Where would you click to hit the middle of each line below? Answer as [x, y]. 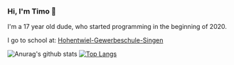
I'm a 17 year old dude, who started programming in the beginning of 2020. [117, 27]
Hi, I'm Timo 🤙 [32, 11]
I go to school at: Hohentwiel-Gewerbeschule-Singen [85, 40]
